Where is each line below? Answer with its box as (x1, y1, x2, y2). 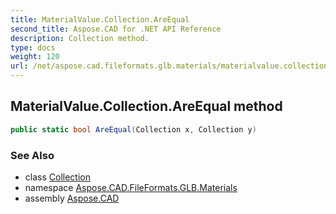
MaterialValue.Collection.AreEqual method (10, 98, 283, 115)
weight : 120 (10, 52, 60, 62)
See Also (10, 148, 55, 162)
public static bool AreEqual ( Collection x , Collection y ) (10, 124, 257, 135)
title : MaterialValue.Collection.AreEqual (10, 14, 190, 25)
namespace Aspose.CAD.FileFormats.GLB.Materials (24, 181, 238, 193)
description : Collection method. (10, 33, 150, 43)
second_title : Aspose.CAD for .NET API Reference (10, 24, 222, 34)
